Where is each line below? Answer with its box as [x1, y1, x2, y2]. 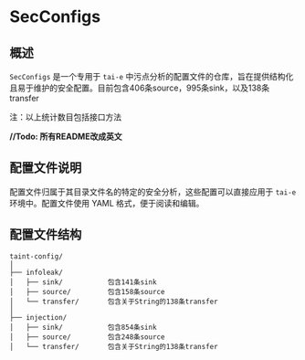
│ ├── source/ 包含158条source [9, 287, 165, 296]
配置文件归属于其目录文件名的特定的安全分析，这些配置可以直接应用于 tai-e [9, 185, 297, 197]
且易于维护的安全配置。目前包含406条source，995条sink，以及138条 [9, 82, 270, 93]
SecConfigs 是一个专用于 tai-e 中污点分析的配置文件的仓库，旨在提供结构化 [9, 71, 294, 81]
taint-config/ [9, 251, 64, 261]
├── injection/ [9, 312, 68, 322]
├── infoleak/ [9, 268, 64, 277]
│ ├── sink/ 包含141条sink [9, 277, 157, 287]
